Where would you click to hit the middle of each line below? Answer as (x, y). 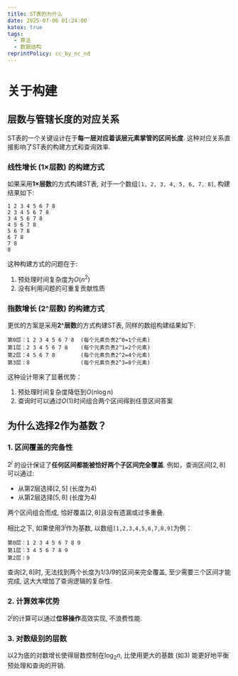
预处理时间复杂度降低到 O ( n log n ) (65, 392)
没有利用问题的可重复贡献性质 (61, 288)
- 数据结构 (28, 47)
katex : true (25, 27)
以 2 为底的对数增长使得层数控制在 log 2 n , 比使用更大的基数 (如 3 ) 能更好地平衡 (118, 656)
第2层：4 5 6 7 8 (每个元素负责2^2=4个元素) (79, 355)
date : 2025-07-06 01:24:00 (47, 21)
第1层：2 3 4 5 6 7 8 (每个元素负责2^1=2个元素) (79, 348)
